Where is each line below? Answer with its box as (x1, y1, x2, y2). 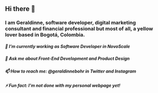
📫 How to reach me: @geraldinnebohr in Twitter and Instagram (5, 68, 137, 74)
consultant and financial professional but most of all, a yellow (5, 25, 153, 32)
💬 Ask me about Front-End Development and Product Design (5, 56, 130, 62)
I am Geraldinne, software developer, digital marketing (5, 19, 136, 26)
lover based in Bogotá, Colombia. (5, 31, 85, 38)
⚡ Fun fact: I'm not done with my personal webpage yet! (5, 83, 121, 89)
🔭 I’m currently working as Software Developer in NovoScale (5, 43, 130, 49)
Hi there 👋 (5, 5, 35, 13)
